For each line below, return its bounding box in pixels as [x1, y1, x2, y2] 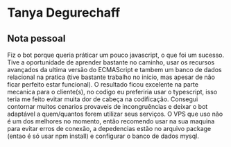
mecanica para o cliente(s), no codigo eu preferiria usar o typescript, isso [7, 88, 218, 96]
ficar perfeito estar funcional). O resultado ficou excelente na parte [7, 80, 199, 88]
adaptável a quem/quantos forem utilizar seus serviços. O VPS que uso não [7, 110, 223, 118]
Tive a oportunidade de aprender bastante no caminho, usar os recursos [7, 58, 215, 67]
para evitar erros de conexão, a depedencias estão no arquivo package [7, 125, 212, 132]
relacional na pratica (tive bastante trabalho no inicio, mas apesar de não [7, 73, 215, 81]
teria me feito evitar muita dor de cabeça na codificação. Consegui [7, 95, 198, 103]
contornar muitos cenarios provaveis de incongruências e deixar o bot [7, 103, 208, 110]
